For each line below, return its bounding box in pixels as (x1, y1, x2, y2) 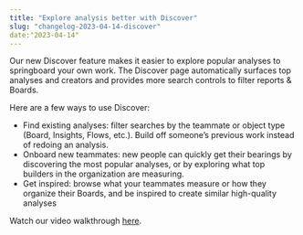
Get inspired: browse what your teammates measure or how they (22, 178, 267, 189)
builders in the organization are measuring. (22, 168, 184, 179)
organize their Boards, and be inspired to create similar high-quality (22, 188, 277, 199)
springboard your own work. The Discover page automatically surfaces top (9, 65, 292, 76)
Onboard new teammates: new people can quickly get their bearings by (22, 149, 292, 160)
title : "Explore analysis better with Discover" (9, 13, 198, 23)
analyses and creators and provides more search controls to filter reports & (9, 75, 292, 86)
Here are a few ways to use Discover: (9, 102, 151, 113)
